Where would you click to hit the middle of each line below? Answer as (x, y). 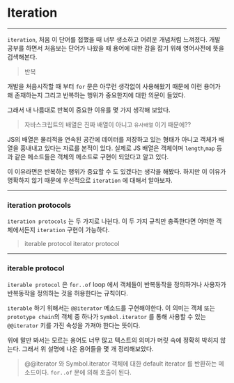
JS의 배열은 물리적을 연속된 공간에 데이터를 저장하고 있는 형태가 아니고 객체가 (112, 139)
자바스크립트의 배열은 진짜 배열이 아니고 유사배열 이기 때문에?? (108, 124)
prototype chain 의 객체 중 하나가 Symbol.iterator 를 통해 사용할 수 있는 (107, 316)
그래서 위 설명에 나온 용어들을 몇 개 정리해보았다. (88, 348)
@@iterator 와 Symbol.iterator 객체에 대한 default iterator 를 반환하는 (120, 364)
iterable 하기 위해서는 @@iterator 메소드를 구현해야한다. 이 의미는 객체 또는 (111, 308)
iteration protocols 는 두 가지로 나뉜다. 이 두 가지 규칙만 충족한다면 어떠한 (111, 221)
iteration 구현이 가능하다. (73, 230)
